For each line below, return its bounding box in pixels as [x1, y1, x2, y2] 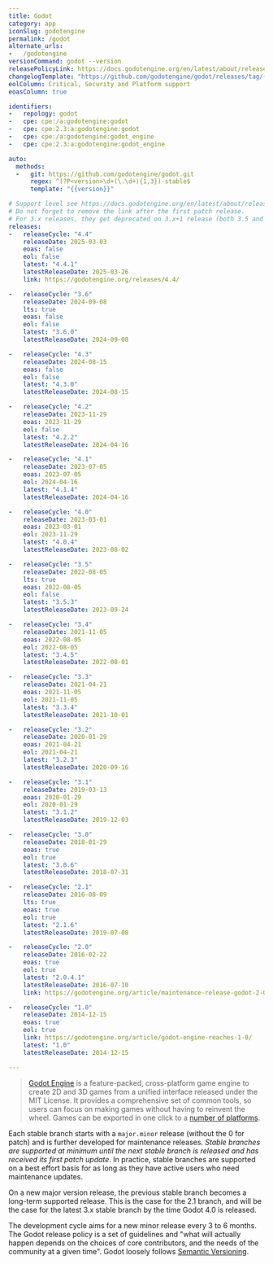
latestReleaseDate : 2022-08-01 [23, 658, 129, 667]
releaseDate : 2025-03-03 [23, 238, 107, 246]
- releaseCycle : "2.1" [8, 883, 93, 891]
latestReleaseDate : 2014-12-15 [23, 1048, 129, 1056]
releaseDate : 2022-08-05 [23, 567, 107, 576]
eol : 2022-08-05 [23, 643, 79, 651]
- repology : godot [8, 110, 79, 118]
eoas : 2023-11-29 [23, 418, 82, 426]
